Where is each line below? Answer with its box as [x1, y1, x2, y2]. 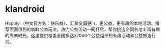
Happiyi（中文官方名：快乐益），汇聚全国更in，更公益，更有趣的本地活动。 [5, 20, 156, 26]
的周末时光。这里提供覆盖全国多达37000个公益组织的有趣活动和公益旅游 [5, 32, 152, 38]
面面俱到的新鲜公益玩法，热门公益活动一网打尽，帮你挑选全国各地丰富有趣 [9, 26, 160, 32]
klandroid [5, 3, 45, 15]
